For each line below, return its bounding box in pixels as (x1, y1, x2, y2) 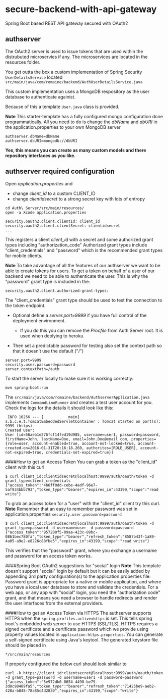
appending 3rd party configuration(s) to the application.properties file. (5, 573, 151, 579)
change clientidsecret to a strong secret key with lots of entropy (12, 195, 145, 202)
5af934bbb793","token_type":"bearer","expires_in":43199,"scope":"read (5, 487, 158, 492)
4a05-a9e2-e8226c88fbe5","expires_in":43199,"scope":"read (5, 538, 132, 543)
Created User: (5, 428, 35, 433)
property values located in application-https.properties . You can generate (5, 631, 163, 637)
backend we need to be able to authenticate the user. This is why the (5, 273, 148, 279)
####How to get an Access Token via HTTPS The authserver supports (5, 610, 152, 616)
